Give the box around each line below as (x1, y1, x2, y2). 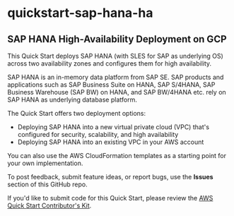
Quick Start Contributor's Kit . (7, 201, 92, 210)
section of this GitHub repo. (7, 180, 88, 188)
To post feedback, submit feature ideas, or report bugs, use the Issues (7, 173, 213, 181)
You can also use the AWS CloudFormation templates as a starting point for (7, 152, 227, 160)
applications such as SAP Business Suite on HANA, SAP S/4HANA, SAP (7, 80, 216, 89)
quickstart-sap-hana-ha (7, 5, 153, 21)
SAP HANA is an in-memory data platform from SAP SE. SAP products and (7, 73, 224, 81)
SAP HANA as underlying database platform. (7, 95, 138, 104)
